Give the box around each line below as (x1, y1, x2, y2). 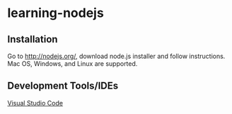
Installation (7, 33, 58, 45)
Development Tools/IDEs (7, 80, 119, 92)
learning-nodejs (7, 5, 104, 21)
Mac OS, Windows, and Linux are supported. (7, 59, 138, 68)
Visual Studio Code (7, 98, 64, 107)
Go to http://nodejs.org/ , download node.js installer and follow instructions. (7, 52, 226, 60)
